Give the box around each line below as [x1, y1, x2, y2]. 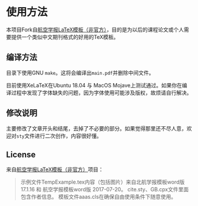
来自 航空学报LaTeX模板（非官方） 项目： [6, 166, 104, 173]
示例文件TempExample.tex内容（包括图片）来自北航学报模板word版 [20, 178, 185, 186]
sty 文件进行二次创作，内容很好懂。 [16, 132, 102, 139]
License [6, 149, 36, 159]
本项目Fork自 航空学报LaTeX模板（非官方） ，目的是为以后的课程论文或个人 [6, 26, 184, 33]
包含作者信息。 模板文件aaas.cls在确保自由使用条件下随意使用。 [20, 193, 177, 201]
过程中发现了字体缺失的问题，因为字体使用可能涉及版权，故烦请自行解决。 [11, 89, 192, 96]
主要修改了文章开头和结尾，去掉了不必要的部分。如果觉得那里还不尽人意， [6, 125, 187, 132]
